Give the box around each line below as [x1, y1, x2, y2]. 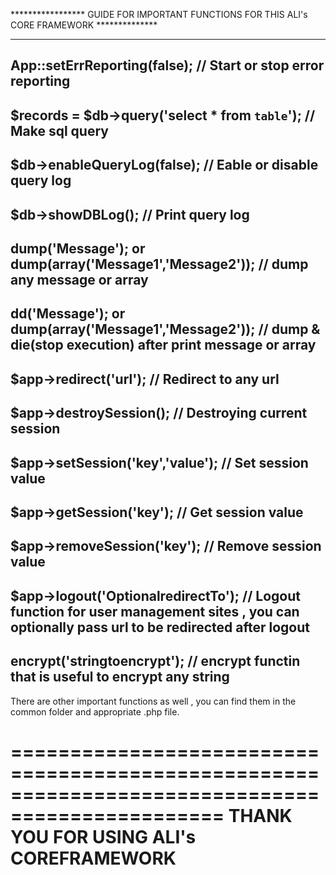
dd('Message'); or [10, 305, 126, 323]
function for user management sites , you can [10, 603, 300, 620]
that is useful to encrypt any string [10, 669, 230, 686]
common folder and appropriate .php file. [10, 705, 180, 718]
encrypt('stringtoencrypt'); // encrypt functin [10, 653, 301, 670]
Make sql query [10, 122, 109, 139]
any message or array [10, 271, 149, 288]
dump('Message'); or [10, 240, 146, 257]
